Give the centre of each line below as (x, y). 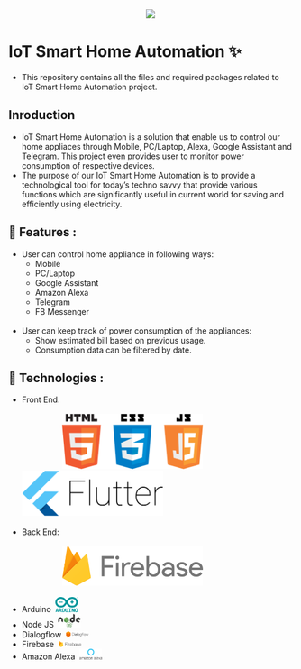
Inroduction (42, 115)
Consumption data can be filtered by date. (113, 350)
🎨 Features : (43, 232)
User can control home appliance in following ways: (117, 254)
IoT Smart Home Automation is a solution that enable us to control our (151, 137)
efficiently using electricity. (72, 204)
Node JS (38, 625)
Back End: (40, 532)
